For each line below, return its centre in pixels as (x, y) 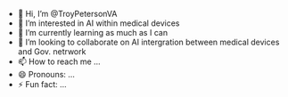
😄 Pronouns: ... (46, 74)
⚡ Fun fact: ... (42, 84)
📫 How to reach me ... (59, 61)
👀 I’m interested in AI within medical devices (99, 23)
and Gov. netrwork (52, 52)
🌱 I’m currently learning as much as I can (92, 32)
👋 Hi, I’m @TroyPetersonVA (67, 14)
